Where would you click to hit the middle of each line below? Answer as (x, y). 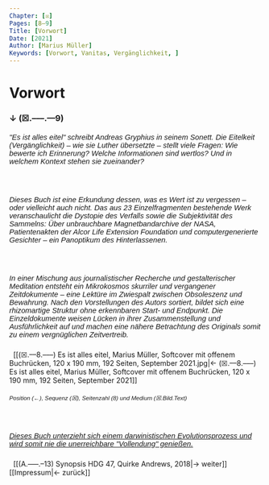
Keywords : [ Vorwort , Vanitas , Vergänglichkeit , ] (94, 53)
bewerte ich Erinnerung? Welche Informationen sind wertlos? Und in (121, 153)
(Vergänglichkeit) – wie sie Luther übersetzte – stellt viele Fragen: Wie (124, 145)
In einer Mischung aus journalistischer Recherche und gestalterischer (122, 278)
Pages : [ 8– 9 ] (31, 23)
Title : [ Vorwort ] (38, 31)
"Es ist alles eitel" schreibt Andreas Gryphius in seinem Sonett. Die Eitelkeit (132, 137)
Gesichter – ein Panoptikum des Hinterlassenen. (89, 240)
